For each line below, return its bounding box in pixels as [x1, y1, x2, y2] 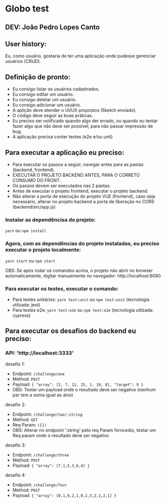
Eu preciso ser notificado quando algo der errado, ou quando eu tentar [12, 118, 158, 124]
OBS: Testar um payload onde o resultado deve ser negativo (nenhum [12, 386, 156, 392]
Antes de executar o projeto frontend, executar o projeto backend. [12, 188, 149, 194]
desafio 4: [5, 472, 26, 478]
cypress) [12, 312, 31, 318]
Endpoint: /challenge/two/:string [12, 411, 83, 417]
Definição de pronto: [5, 73, 71, 81]
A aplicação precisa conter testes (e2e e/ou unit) [12, 134, 113, 140]
